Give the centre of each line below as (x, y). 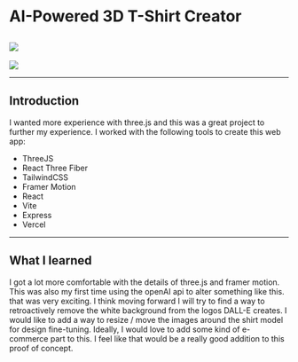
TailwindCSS (45, 177)
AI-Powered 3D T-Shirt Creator (125, 16)
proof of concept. (41, 348)
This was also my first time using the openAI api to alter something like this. (147, 291)
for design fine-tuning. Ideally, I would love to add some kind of (125, 329)
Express (37, 215)
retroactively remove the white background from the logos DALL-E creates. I (148, 310)
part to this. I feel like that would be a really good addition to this (168, 338)
